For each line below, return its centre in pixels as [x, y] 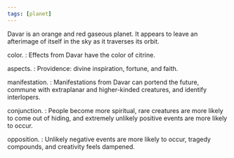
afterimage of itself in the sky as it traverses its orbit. [83, 41]
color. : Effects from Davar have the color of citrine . [82, 55]
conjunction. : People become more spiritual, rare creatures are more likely [115, 110]
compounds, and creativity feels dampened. [71, 146]
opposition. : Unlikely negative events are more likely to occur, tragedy [109, 139]
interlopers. [24, 97]
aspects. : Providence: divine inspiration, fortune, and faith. [93, 68]
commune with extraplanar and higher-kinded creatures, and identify [107, 89]
